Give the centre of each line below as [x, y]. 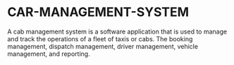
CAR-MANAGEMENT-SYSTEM [98, 12]
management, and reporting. [49, 54]
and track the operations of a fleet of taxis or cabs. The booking [100, 38]
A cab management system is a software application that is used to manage [117, 31]
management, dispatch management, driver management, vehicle [103, 46]
